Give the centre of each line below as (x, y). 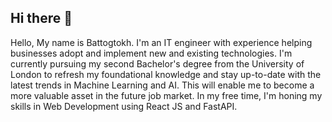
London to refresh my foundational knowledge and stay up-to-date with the (166, 74)
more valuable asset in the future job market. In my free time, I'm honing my (166, 95)
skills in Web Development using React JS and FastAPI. (124, 106)
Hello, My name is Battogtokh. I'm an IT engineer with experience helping (161, 42)
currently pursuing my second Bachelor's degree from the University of (157, 63)
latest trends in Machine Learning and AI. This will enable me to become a (162, 85)
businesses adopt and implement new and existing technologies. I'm (151, 53)
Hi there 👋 (41, 18)
